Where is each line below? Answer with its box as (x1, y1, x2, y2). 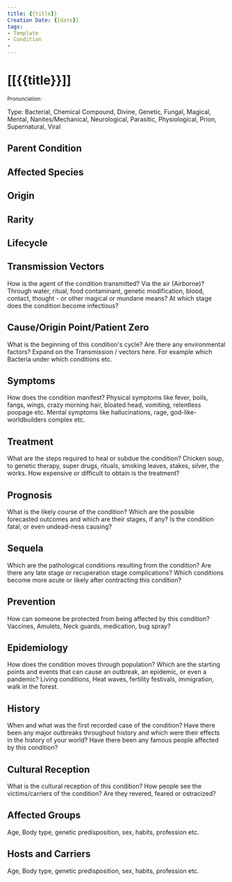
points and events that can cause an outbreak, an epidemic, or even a (7, 668, 207, 676)
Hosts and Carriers (7, 848, 91, 860)
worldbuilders (7, 415, 47, 424)
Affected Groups (7, 810, 81, 821)
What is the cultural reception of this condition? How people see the (7, 782, 202, 790)
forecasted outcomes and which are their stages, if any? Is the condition (7, 515, 214, 523)
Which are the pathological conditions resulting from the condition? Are (7, 561, 212, 569)
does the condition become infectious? (7, 301, 119, 310)
